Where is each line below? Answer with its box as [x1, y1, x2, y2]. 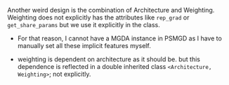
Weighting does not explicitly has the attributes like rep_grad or [7, 13, 190, 22]
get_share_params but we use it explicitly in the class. [7, 21, 160, 29]
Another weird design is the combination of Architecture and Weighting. [7, 6, 215, 14]
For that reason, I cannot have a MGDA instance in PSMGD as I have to [17, 34, 223, 42]
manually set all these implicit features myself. [17, 42, 151, 49]
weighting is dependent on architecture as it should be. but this [17, 55, 200, 63]
